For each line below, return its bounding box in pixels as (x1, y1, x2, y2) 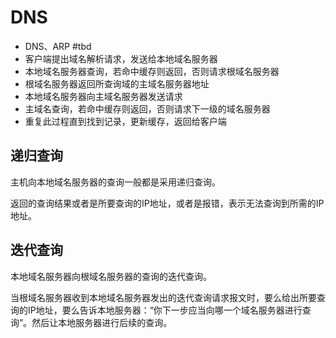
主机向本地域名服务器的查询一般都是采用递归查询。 (10, 176, 221, 188)
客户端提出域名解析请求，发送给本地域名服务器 (24, 52, 218, 65)
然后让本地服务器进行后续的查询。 (31, 316, 173, 328)
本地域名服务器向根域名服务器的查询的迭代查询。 (10, 270, 212, 282)
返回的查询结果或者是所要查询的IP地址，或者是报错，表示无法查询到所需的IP (10, 197, 325, 209)
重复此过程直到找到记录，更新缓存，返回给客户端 (24, 115, 227, 127)
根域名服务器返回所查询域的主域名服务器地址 (24, 77, 210, 90)
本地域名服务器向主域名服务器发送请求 (24, 90, 183, 102)
